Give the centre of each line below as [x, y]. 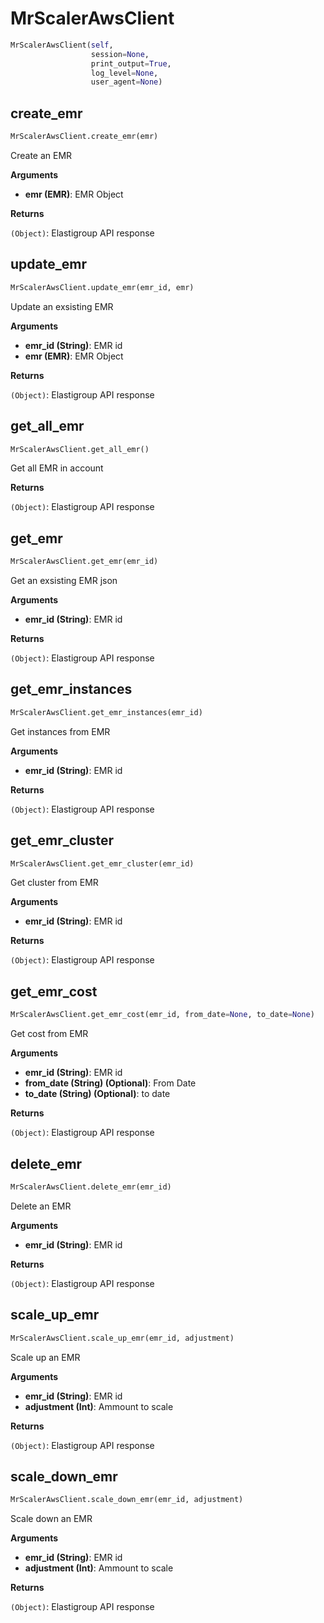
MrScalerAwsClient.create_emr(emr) [84, 137]
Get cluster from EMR [54, 883]
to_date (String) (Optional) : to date [97, 1094]
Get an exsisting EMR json [64, 581]
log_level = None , [124, 73]
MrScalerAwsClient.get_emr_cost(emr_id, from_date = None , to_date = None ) [162, 1015]
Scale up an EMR [45, 1357]
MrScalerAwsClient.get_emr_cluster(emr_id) [102, 863]
